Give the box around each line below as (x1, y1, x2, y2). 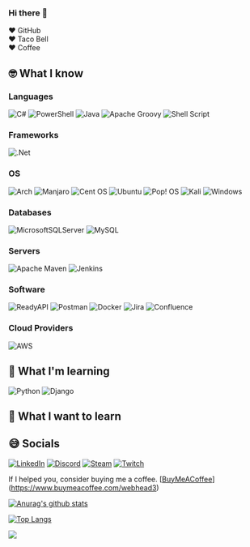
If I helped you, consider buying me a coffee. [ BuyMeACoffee (8, 474, 213, 484)
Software (8, 284, 46, 295)
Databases (8, 207, 52, 218)
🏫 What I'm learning (8, 365, 111, 378)
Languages (8, 91, 54, 102)
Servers (8, 245, 40, 256)
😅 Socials (8, 437, 61, 451)
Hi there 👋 (8, 7, 49, 19)
